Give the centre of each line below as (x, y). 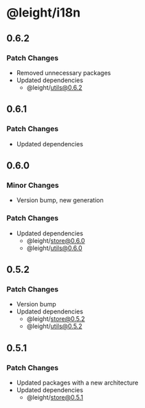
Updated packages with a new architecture (77, 382)
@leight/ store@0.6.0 (56, 240)
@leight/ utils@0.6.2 (55, 87)
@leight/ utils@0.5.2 (54, 327)
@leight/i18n (43, 13)
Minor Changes (33, 185)
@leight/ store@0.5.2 (56, 319)
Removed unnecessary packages (64, 72)
